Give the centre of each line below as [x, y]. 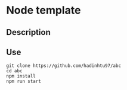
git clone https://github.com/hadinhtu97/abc [63, 66]
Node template [44, 10]
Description [28, 32]
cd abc [14, 71]
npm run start [24, 81]
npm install [21, 76]
